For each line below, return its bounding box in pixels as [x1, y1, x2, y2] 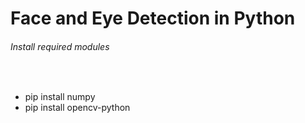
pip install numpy [24, 91, 96, 103]
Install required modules [10, 40, 110, 52]
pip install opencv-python [24, 102, 131, 114]
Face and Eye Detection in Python [10, 7, 296, 30]
